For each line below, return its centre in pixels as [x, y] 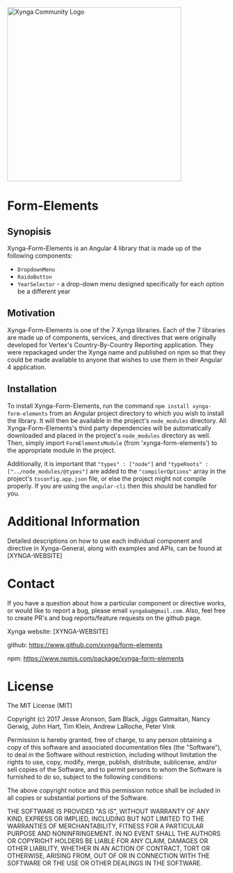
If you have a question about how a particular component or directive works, [116, 603]
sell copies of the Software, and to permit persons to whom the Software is [115, 770]
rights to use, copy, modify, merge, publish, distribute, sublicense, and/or [112, 762]
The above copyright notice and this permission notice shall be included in [114, 791]
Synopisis [29, 232]
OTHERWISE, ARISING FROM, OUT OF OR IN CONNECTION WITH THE [109, 856]
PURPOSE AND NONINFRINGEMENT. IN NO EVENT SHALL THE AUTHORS [114, 834]
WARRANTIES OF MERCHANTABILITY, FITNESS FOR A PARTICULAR [105, 826]
